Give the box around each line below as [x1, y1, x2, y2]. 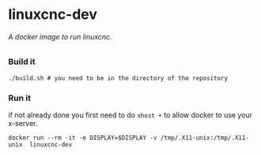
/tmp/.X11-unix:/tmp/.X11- [160, 134, 249, 142]
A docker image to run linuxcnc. [8, 31, 112, 41]
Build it [8, 57, 36, 68]
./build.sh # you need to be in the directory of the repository [8, 74, 228, 82]
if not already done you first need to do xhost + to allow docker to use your [8, 110, 253, 120]
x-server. [8, 119, 38, 128]
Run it [8, 92, 32, 103]
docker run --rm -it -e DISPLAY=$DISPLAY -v [8, 134, 157, 142]
